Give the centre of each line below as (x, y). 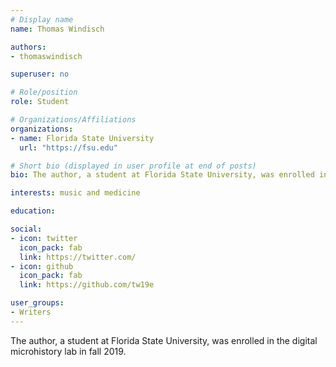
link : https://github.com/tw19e (87, 285)
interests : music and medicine (75, 193)
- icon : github (42, 266)
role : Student (40, 102)
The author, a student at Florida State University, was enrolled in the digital (164, 340)
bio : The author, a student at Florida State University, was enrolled (162, 175)
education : (33, 211)
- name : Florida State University (82, 138)
